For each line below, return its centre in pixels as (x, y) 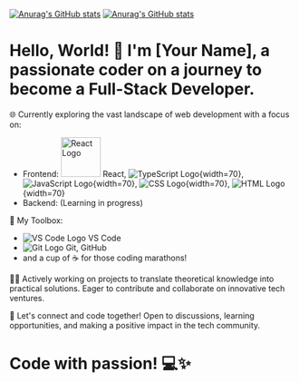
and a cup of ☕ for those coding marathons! (105, 258)
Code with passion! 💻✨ (101, 364)
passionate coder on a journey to (136, 70)
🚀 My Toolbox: (36, 220)
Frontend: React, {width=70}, (133, 173)
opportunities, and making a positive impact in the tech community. (135, 325)
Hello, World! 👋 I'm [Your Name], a (140, 51)
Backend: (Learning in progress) (82, 202)
